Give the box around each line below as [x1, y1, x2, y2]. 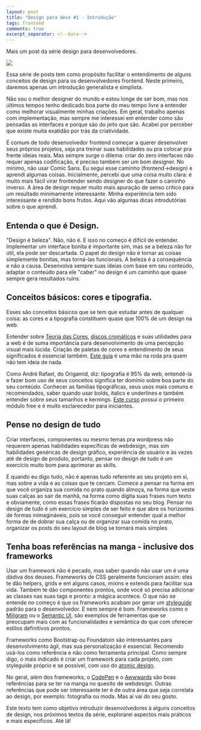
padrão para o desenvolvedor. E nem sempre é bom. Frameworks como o [6, 605, 188, 612]
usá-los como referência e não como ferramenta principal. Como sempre [6, 649, 187, 656]
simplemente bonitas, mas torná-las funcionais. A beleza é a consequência [6, 256, 192, 263]
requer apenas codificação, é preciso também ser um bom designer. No [6, 158, 184, 166]
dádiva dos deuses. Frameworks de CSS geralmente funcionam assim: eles [6, 573, 193, 581]
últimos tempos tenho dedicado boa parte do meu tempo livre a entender [6, 102, 187, 109]
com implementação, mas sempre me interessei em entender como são [6, 115, 184, 122]
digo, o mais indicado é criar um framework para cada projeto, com [6, 655, 173, 663]
